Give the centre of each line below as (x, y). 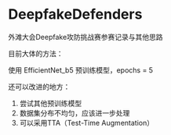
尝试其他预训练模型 (51, 103)
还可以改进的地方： (39, 87)
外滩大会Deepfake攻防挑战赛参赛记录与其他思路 (85, 37)
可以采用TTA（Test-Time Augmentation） (87, 123)
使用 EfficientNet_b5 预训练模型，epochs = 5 (81, 70)
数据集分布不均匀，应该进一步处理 (75, 113)
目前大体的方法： (36, 53)
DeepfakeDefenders (75, 14)
